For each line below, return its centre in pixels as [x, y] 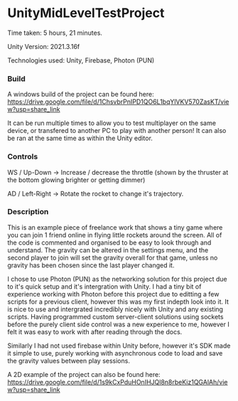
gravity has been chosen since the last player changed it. [91, 265]
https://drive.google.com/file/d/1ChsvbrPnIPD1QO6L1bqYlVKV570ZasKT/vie [118, 102]
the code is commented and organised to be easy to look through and [109, 242]
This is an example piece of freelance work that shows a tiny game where [115, 227]
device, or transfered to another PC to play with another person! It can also [117, 131]
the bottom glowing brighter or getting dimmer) [76, 180]
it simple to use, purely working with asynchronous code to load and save [115, 353]
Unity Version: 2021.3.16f [44, 46]
